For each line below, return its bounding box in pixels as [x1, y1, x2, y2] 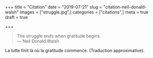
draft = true [5, 14, 28, 20]
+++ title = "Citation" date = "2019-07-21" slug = [5, 4, 102, 10]
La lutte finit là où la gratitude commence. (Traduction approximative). [5, 48, 145, 53]
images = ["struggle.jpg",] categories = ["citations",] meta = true [19, 9, 149, 15]
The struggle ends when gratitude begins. [17, 33, 101, 39]
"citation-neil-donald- [103, 4, 147, 10]
